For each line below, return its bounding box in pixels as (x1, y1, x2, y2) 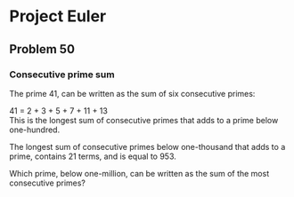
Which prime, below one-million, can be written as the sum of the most (9, 168, 270, 178)
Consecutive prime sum (9, 68, 115, 81)
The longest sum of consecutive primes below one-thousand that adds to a (9, 141, 286, 152)
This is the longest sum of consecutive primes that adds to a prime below (9, 114, 279, 125)
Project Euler (9, 6, 107, 27)
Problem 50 (9, 42, 76, 57)
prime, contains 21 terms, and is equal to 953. (9, 151, 176, 162)
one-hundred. (9, 124, 61, 135)
